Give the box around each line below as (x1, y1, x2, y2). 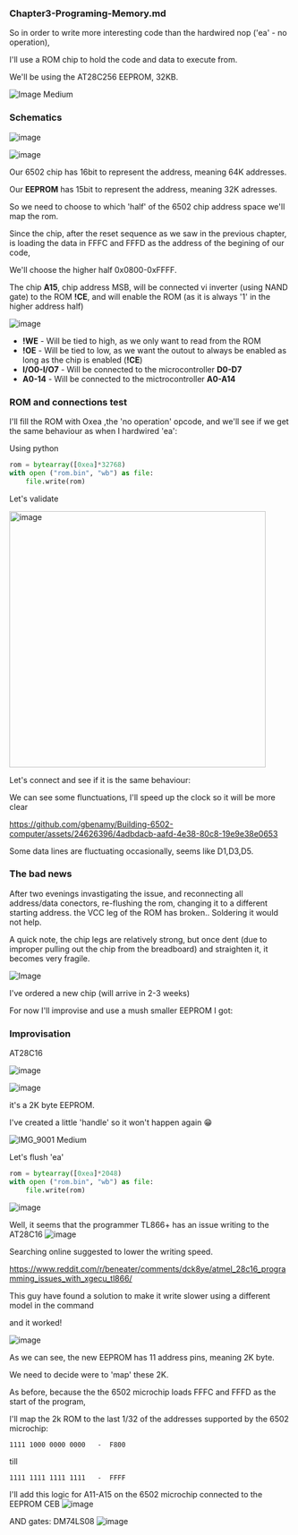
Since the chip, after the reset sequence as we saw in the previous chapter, (9, 227, 287, 239)
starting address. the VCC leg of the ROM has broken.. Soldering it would (9, 907, 279, 917)
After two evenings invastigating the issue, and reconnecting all (9, 888, 243, 899)
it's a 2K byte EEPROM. (9, 1100, 96, 1111)
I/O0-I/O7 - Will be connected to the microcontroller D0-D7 (21, 363, 243, 374)
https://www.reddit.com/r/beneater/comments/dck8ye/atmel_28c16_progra (9, 1263, 286, 1274)
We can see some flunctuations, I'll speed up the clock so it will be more (9, 791, 276, 803)
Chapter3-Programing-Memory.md (9, 7, 167, 20)
